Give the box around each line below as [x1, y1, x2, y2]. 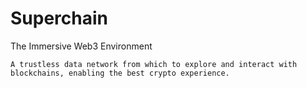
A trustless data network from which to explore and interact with [10, 59, 298, 69]
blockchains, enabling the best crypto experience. [10, 68, 230, 78]
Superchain [10, 7, 108, 30]
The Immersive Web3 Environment [10, 40, 153, 52]
